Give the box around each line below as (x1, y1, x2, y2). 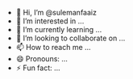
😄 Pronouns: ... (15, 54, 69, 64)
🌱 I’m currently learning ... (15, 25, 102, 34)
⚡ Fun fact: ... (15, 63, 60, 73)
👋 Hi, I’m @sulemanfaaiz (15, 8, 97, 17)
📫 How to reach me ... (15, 43, 91, 52)
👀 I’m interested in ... (15, 16, 85, 26)
